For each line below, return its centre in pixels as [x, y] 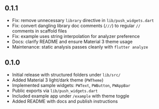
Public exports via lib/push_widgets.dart [55, 90]
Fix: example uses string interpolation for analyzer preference [76, 36]
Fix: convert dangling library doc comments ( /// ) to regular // [76, 25]
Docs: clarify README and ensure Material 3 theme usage [72, 41]
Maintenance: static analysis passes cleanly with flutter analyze [80, 46]
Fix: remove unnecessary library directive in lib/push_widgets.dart [83, 20]
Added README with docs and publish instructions [65, 101]
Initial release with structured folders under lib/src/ [66, 74]
